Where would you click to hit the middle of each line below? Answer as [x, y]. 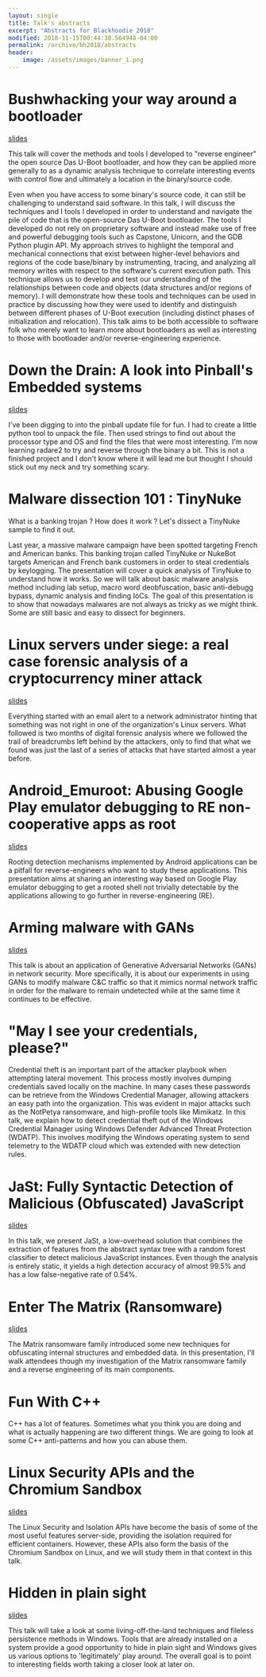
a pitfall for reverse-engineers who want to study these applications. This [128, 870]
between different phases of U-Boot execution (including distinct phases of [131, 313]
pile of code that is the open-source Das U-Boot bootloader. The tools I [125, 220]
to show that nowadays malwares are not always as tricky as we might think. [133, 604]
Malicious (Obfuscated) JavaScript [126, 1203]
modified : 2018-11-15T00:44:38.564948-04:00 [83, 38]
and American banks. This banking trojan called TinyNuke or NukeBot [122, 553]
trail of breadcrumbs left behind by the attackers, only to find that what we [130, 741]
